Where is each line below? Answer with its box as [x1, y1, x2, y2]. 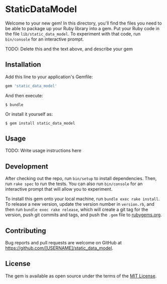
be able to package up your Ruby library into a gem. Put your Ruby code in [5, 25, 160, 31]
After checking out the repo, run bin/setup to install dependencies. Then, [5, 176, 157, 182]
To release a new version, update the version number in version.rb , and [5, 201, 155, 207]
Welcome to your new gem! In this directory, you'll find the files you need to [5, 20, 162, 26]
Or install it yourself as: [5, 111, 53, 117]
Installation [5, 60, 41, 69]
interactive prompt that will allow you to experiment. [5, 186, 113, 192]
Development [5, 162, 49, 171]
